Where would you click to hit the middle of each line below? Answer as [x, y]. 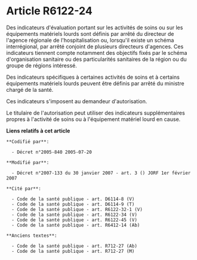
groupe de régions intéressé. [42, 65]
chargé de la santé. [30, 89]
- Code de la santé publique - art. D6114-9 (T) [73, 204]
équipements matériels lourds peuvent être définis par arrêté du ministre [95, 83]
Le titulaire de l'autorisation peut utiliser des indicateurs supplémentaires [96, 113]
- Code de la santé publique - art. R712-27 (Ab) [74, 246]
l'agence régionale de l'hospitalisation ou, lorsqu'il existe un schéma [90, 40]
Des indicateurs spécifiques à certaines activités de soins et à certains [93, 77]
